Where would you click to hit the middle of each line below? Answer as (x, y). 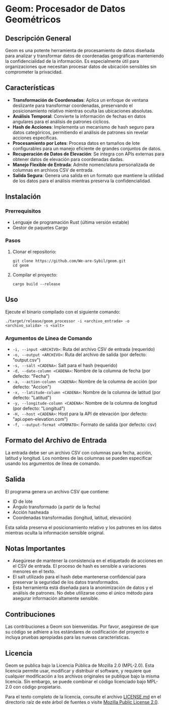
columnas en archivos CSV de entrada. (53, 170)
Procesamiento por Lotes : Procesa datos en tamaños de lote (76, 143)
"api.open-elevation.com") (40, 419)
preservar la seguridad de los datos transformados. (66, 582)
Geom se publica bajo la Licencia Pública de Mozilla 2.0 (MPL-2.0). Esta (80, 665)
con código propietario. (37, 687)
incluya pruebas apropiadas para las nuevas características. (68, 637)
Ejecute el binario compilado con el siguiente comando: (63, 311)
